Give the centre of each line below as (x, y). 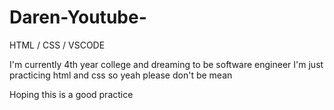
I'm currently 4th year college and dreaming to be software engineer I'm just (166, 64)
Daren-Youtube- (78, 17)
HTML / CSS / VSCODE (57, 45)
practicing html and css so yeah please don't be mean (121, 75)
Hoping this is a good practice (71, 94)
